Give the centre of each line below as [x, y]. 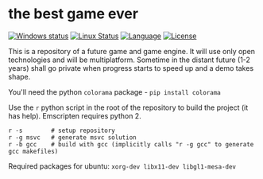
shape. [19, 76]
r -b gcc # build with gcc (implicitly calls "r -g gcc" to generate [131, 144]
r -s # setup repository [62, 130]
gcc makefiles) [33, 151]
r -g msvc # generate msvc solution [72, 137]
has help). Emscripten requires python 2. [75, 115]
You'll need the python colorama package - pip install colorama [114, 91]
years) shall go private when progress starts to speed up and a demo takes [131, 68]
